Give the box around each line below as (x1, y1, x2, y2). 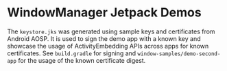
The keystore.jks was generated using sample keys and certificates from (7, 27, 215, 35)
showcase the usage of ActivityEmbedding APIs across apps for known (7, 42, 209, 50)
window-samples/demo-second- (137, 50, 221, 57)
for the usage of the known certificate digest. (18, 56, 146, 64)
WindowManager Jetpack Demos (7, 5, 202, 20)
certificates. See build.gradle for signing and (7, 49, 136, 57)
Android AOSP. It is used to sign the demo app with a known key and (7, 34, 201, 42)
